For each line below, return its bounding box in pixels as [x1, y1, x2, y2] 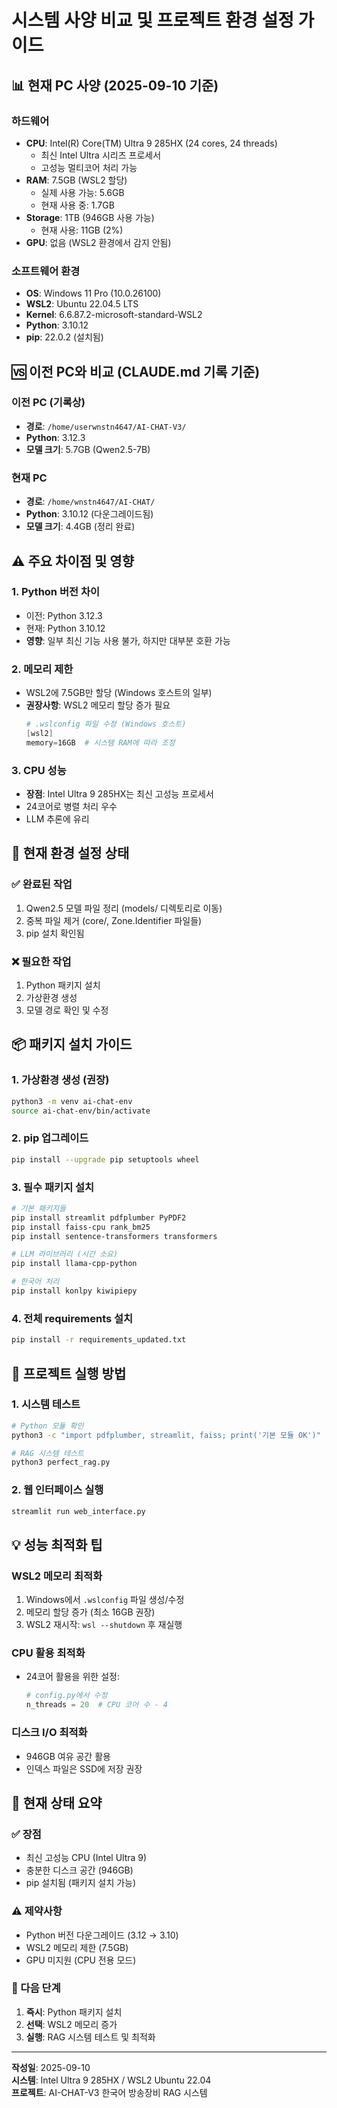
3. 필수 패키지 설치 [11, 1180, 95, 1194]
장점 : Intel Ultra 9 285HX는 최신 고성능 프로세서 [25, 788, 214, 800]
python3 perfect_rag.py [11, 1457, 111, 1468]
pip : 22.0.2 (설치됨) [25, 331, 104, 343]
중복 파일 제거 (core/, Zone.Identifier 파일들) [25, 914, 203, 926]
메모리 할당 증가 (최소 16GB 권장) [25, 1606, 156, 1618]
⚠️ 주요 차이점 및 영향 [11, 552, 134, 570]
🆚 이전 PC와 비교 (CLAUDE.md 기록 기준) [11, 363, 261, 380]
